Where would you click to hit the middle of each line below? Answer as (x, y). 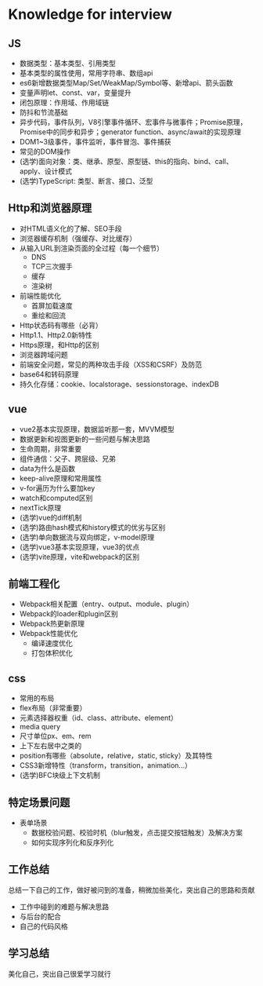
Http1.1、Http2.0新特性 (56, 334)
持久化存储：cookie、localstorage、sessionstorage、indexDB (119, 384)
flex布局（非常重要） (53, 708)
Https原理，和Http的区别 (59, 345)
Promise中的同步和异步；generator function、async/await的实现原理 (130, 132)
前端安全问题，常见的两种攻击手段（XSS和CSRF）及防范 (110, 364)
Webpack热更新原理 (52, 624)
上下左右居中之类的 (50, 746)
